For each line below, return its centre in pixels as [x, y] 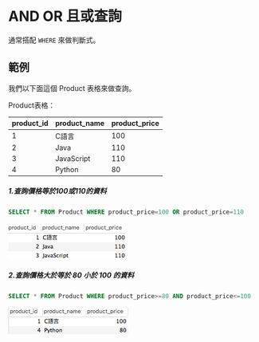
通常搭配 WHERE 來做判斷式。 [54, 40]
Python [67, 170]
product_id [30, 124]
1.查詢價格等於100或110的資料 [58, 191]
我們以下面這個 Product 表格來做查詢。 [72, 88]
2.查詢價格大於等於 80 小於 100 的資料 [71, 275]
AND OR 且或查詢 [65, 16]
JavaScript [73, 159]
